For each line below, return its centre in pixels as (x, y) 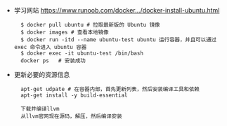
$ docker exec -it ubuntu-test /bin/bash (82, 53)
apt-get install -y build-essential (74, 95)
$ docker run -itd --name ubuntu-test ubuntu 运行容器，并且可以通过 (118, 40)
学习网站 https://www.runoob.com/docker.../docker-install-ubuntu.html (117, 10)
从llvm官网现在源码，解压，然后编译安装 (71, 116)
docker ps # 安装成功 (53, 61)
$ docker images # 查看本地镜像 (65, 32)
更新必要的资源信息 (42, 75)
